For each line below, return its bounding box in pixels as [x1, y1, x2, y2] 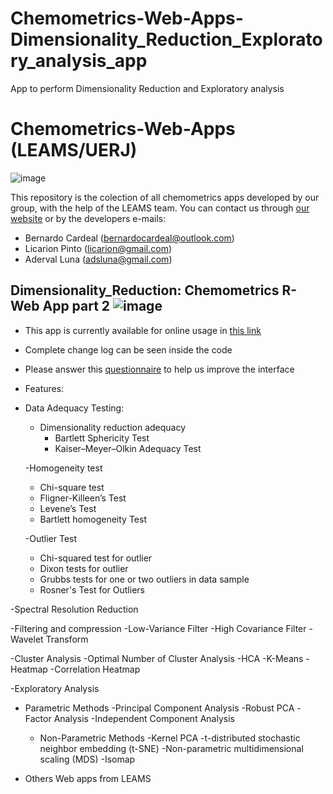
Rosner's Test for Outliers [39, 583, 145, 596]
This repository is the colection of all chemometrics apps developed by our [10, 191, 320, 203]
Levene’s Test [39, 502, 97, 514]
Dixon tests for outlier [39, 562, 129, 574]
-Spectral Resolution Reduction [10, 603, 139, 615]
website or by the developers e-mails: [10, 212, 167, 224]
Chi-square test [39, 481, 105, 493]
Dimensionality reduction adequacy [39, 421, 187, 433]
